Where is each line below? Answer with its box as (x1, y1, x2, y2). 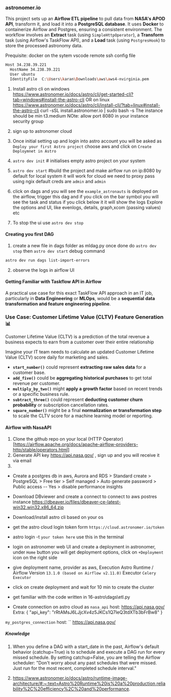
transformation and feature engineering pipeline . (5, 301, 111, 307)
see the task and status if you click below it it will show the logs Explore (12, 199, 163, 205)
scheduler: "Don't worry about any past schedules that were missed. (12, 659, 157, 665)
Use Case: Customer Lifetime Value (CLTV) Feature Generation (5, 313, 164, 321)
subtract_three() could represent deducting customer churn (12, 396, 143, 403)
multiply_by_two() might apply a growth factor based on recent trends (12, 386, 163, 392)
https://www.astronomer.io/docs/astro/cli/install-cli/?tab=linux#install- (12, 102, 160, 108)
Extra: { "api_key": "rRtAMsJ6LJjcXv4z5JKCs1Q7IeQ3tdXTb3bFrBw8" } (12, 609, 163, 615)
